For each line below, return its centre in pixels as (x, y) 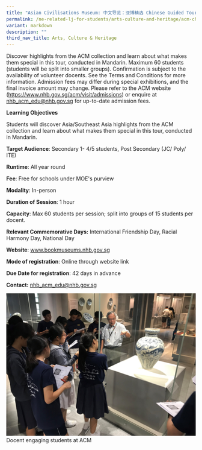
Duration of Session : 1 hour (41, 202)
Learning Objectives (32, 113)
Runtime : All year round (36, 167)
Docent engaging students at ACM (49, 440)
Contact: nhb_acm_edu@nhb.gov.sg (52, 285)
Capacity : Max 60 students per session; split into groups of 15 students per (100, 214)
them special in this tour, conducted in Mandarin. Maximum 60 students (95, 63)
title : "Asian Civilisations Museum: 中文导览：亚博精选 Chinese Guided (95, 13)
